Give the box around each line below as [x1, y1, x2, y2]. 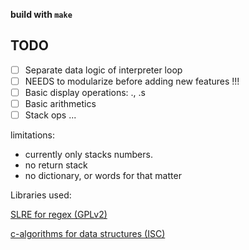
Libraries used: [10, 189, 72, 201]
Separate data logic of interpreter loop [24, 64, 183, 76]
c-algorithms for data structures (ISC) [10, 228, 166, 240]
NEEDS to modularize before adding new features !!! [24, 75, 240, 87]
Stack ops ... [24, 109, 77, 121]
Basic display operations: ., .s [24, 86, 146, 98]
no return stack [24, 159, 88, 171]
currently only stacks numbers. [24, 149, 153, 161]
